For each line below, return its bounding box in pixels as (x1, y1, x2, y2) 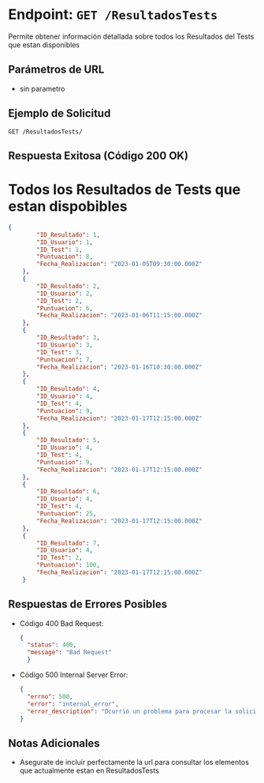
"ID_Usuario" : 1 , (36, 238, 93, 246)
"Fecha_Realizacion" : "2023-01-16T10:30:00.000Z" (36, 363, 203, 371)
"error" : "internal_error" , (27, 700, 120, 708)
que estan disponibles (8, 39, 80, 49)
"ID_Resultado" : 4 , (36, 385, 101, 393)
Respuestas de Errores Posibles (8, 598, 168, 611)
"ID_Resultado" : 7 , (36, 539, 101, 547)
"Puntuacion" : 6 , (36, 304, 93, 313)
